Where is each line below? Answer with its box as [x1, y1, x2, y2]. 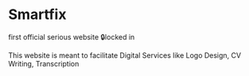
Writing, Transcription [8, 59, 80, 68]
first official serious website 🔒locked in [8, 32, 135, 41]
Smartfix [8, 6, 67, 24]
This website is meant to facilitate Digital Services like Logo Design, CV [8, 50, 241, 60]
